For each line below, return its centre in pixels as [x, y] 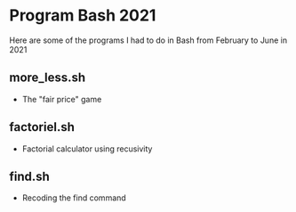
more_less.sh [48, 78]
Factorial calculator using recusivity [87, 149]
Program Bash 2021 [83, 16]
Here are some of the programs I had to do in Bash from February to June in [148, 40]
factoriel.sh [42, 127]
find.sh [30, 176]
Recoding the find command [74, 198]
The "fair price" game [62, 99]
